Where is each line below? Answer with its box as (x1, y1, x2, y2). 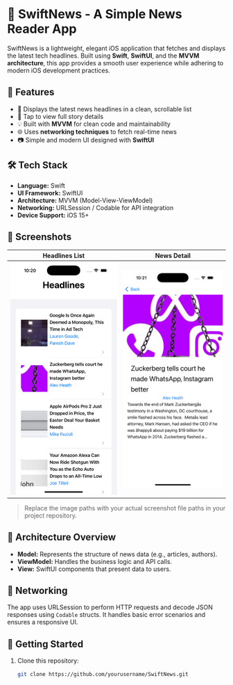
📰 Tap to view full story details (17, 112, 104, 120)
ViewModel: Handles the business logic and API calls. (17, 557, 172, 565)
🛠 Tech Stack (7, 159, 68, 171)
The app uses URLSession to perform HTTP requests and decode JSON (7, 603, 214, 611)
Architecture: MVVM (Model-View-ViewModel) (17, 196, 153, 204)
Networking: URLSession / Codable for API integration (17, 203, 174, 211)
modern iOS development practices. (7, 66, 111, 74)
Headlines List (42, 251, 85, 259)
